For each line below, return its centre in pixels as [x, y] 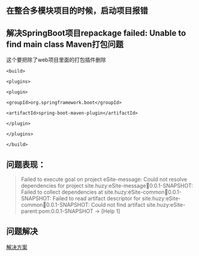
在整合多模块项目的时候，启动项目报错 [77, 11]
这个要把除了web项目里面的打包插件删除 [56, 60]
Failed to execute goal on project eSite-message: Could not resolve [104, 179]
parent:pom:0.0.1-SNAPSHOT [57, 211]
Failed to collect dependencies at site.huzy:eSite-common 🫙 [94, 192]
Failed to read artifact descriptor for [97, 198]
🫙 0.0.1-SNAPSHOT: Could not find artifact [94, 205]
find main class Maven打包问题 [65, 44]
